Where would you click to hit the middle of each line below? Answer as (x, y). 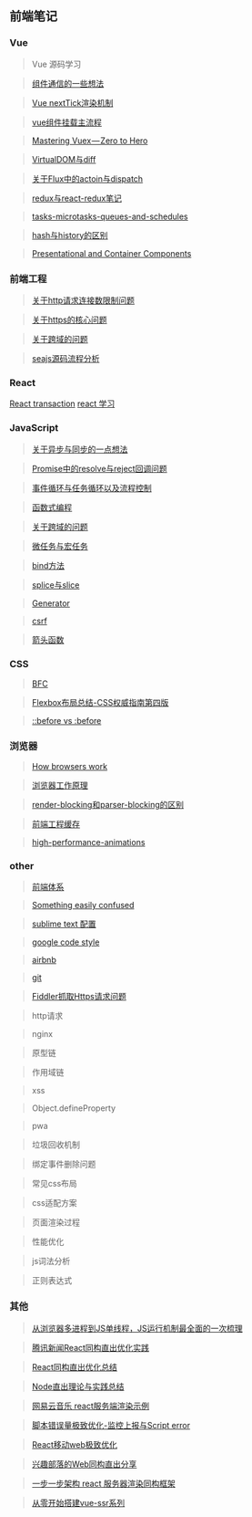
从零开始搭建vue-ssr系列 (78, 1502)
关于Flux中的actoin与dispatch (87, 178)
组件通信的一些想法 (68, 83)
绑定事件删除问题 (64, 1164)
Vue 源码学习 (56, 64)
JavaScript (34, 428)
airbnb (44, 960)
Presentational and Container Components (111, 253)
